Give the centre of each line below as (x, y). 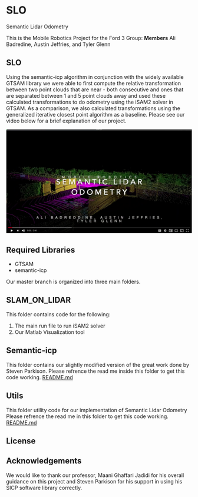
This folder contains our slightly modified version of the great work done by (98, 365)
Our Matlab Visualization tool (49, 332)
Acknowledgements (44, 461)
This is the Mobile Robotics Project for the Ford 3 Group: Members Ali (91, 38)
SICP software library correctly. (44, 488)
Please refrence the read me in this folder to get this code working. (88, 416)
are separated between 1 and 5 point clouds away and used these (86, 95)
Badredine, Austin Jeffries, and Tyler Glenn (58, 44)
